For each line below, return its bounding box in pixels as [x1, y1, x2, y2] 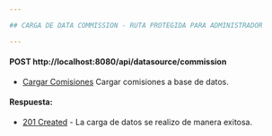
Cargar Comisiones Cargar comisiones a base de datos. [22, 76, 229, 87]
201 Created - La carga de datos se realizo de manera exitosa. [22, 117, 253, 128]
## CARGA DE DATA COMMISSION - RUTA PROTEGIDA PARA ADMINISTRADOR [9, 21, 263, 30]
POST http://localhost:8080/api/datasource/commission [9, 56, 227, 67]
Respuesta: [9, 97, 53, 107]
